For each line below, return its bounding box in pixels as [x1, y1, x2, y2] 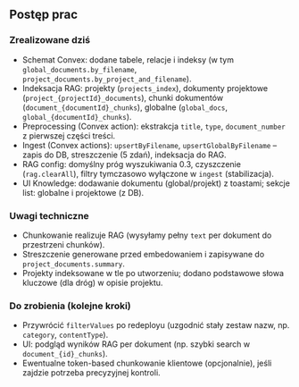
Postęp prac [9, 7, 79, 22]
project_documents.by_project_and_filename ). [21, 73, 192, 84]
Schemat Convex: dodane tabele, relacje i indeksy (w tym [21, 54, 235, 65]
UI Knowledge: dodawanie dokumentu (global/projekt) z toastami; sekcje [21, 178, 290, 189]
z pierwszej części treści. [21, 130, 116, 141]
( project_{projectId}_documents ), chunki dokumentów [21, 92, 224, 103]
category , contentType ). [21, 330, 109, 341]
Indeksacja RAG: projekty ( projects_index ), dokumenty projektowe [21, 82, 269, 93]
